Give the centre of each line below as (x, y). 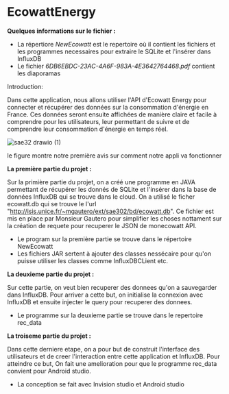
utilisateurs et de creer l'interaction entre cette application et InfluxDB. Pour (114, 356)
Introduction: (25, 86)
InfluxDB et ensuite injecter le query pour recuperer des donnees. (100, 301)
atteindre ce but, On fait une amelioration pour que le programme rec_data (112, 363)
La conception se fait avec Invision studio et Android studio (101, 384)
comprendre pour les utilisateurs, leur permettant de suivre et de (98, 121)
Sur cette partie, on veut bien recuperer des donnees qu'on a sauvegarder (112, 287)
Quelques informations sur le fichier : (61, 31)
